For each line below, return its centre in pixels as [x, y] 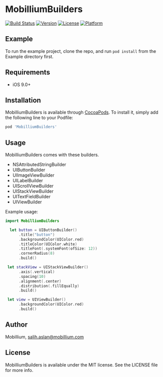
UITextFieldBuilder [32, 197]
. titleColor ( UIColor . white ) [48, 244]
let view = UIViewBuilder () [37, 300]
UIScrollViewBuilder [33, 186]
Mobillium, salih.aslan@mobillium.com [45, 337]
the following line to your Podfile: [39, 118]
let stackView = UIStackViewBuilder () [48, 267]
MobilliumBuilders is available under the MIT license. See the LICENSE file [81, 365]
